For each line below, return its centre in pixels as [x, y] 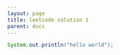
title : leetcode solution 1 [48, 20]
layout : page [26, 13]
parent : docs [26, 26]
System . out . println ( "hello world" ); [60, 45]
